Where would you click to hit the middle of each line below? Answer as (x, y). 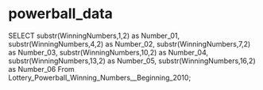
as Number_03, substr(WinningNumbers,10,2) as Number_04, (108, 52)
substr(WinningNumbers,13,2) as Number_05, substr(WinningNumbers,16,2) (132, 61)
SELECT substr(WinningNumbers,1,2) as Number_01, (94, 36)
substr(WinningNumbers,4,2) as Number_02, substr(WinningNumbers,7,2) (130, 43)
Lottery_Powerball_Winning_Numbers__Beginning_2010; (100, 77)
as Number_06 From (42, 69)
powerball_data (61, 14)
